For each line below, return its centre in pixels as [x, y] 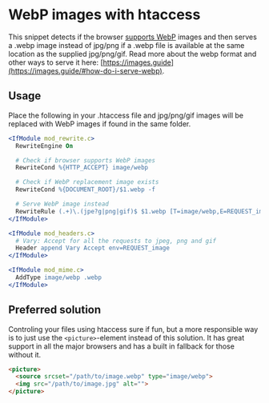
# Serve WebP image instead [62, 204]
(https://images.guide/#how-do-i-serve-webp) [85, 70]
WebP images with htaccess [104, 15]
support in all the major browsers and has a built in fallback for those [121, 346]
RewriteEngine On [44, 146]
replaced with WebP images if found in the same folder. [100, 124]
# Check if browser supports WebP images [86, 160]
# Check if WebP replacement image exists [87, 182]
